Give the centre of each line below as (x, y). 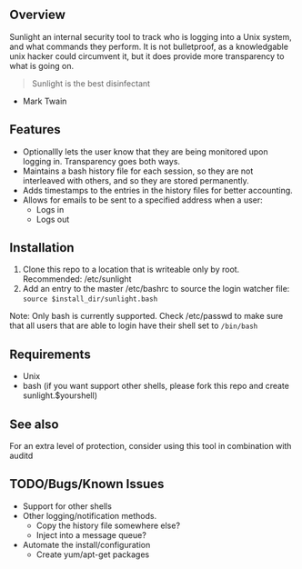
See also (34, 424)
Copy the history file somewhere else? (108, 525)
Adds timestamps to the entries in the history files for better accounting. (157, 190)
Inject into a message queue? (91, 534)
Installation (42, 248)
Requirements (50, 354)
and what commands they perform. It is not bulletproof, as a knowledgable (149, 46)
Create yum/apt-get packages (93, 554)
